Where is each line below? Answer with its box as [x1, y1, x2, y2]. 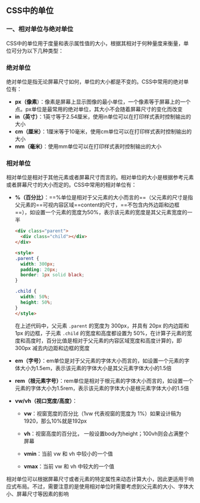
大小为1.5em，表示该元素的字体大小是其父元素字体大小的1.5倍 [20, 364, 171, 371]
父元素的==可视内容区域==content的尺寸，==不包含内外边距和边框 [14, 201, 180, 208]
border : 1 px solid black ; [20, 272, 85, 278]
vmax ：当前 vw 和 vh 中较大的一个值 [23, 463, 115, 470]
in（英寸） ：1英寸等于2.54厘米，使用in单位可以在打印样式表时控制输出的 [14, 113, 192, 120]
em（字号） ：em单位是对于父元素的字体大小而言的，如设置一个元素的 [14, 357, 185, 364]
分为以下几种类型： [16, 47, 64, 54]
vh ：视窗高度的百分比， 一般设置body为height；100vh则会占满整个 [23, 430, 189, 437]
